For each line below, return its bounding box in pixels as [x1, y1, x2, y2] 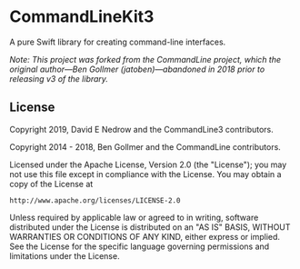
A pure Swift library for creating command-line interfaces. [9, 36, 226, 47]
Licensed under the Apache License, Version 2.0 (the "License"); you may [9, 159, 287, 170]
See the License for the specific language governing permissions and [9, 241, 270, 252]
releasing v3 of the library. [9, 73, 109, 84]
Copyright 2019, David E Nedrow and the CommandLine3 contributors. [9, 124, 275, 134]
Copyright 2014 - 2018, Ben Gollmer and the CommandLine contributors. [9, 141, 282, 152]
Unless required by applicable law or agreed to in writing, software [9, 212, 259, 223]
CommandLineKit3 [9, 6, 155, 27]
